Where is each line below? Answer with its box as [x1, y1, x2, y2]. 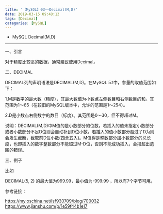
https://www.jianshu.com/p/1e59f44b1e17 [5, 203, 88, 209]
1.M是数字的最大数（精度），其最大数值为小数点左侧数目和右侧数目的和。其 [5, 96, 154, 102]
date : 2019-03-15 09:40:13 [5, 12, 60, 17]
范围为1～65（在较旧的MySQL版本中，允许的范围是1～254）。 [5, 102, 128, 108]
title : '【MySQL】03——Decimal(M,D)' [5, 7, 78, 12]
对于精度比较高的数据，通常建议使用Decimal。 [5, 59, 98, 65]
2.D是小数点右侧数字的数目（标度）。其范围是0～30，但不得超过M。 [5, 112, 141, 118]
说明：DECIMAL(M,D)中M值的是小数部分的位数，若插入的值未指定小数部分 [5, 123, 154, 129]
